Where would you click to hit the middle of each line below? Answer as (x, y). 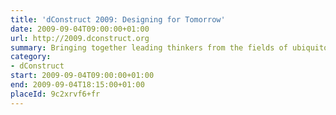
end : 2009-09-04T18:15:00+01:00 (77, 85)
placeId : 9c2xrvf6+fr (55, 94)
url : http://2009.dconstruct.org (80, 38)
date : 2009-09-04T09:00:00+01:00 (80, 29)
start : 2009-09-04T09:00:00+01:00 (82, 76)
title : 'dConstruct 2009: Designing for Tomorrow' (118, 19)
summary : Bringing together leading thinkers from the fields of (149, 47)
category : (31, 57)
